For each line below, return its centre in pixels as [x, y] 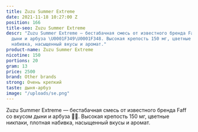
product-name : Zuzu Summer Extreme [50, 50]
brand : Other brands [32, 77]
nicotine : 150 [24, 55]
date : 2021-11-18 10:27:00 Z [42, 17]
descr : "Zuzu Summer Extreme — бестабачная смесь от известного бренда [96, 33]
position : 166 [24, 22]
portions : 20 [22, 60]
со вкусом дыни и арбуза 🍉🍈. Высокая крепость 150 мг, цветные [88, 116]
